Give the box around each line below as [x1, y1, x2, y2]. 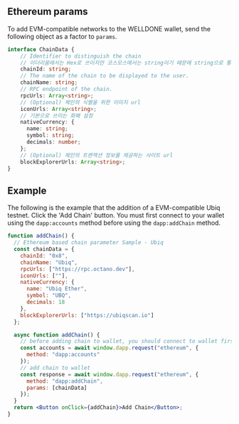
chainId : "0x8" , [20, 252, 69, 259]
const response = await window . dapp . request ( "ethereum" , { [20, 371, 199, 378]
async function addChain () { [14, 331, 100, 339]
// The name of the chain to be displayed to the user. [20, 73, 190, 80]
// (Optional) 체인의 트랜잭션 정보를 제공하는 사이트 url [20, 152, 174, 159]
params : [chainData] [26, 384, 87, 391]
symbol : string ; [26, 132, 75, 139]
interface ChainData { [7, 46, 75, 53]
